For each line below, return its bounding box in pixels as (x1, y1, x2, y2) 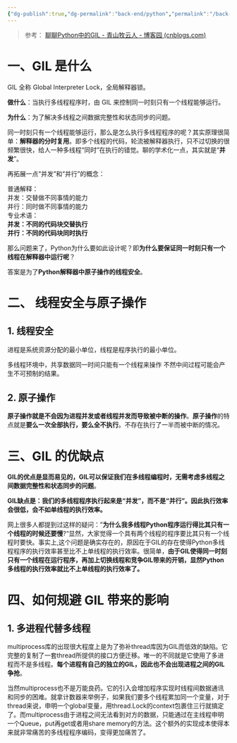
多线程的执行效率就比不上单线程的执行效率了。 (7, 565, 143, 573)
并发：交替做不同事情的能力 (7, 193, 88, 201)
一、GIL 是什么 (7, 58, 92, 74)
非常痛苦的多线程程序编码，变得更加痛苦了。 (19, 728, 150, 737)
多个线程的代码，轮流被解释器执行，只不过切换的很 (80, 136, 230, 145)
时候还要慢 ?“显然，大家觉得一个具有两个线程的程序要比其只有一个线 (31, 530, 230, 538)
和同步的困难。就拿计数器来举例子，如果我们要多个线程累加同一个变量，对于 (7, 693, 230, 701)
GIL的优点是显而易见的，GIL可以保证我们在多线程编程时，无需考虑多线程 (7, 473, 219, 481)
